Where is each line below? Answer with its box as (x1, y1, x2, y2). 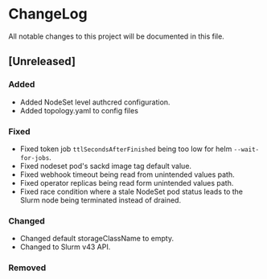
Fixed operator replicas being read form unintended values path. (19, 178, 234, 187)
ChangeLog (8, 5, 88, 23)
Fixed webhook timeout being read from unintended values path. (19, 170, 235, 179)
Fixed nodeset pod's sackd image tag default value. (19, 161, 191, 170)
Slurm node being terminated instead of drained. (19, 195, 182, 205)
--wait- (233, 146, 260, 154)
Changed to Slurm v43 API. (19, 242, 111, 252)
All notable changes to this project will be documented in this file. (8, 31, 225, 41)
